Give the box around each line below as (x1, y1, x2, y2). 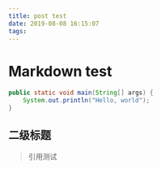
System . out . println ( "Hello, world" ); (23, 97, 150, 105)
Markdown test (8, 62, 112, 80)
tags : (8, 27, 27, 35)
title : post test (8, 11, 67, 20)
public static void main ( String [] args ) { (8, 89, 154, 97)
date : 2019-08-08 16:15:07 (8, 19, 100, 28)
